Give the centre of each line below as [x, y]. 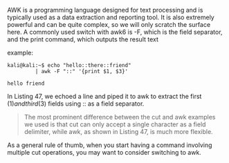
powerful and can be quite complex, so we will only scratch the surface [109, 25]
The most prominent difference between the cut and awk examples [120, 117]
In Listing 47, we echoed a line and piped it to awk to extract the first [104, 96]
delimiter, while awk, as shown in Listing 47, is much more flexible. [118, 132]
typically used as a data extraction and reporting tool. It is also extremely [111, 17]
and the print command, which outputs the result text [83, 39]
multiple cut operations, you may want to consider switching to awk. [104, 152]
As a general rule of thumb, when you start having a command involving [110, 145]
